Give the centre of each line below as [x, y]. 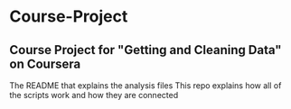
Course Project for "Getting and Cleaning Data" [145, 50]
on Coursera [45, 64]
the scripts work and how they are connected [94, 95]
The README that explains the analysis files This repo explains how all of [145, 86]
